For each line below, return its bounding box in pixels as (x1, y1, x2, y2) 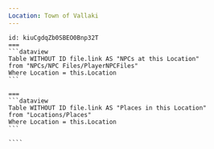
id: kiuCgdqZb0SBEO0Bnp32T (8, 34, 99, 42)
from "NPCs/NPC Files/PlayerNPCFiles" (8, 62, 138, 70)
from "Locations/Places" (8, 111, 92, 119)
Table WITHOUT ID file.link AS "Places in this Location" (8, 103, 207, 112)
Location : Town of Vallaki (8, 11, 99, 20)
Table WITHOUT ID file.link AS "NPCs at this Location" (8, 54, 200, 62)
